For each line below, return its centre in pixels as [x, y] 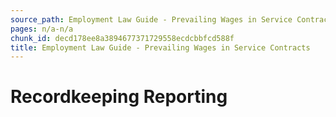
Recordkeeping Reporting [119, 97]
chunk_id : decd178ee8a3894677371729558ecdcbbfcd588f [122, 38]
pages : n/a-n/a [42, 29]
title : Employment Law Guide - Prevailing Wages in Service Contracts [160, 47]
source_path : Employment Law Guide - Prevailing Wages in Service [151, 19]
